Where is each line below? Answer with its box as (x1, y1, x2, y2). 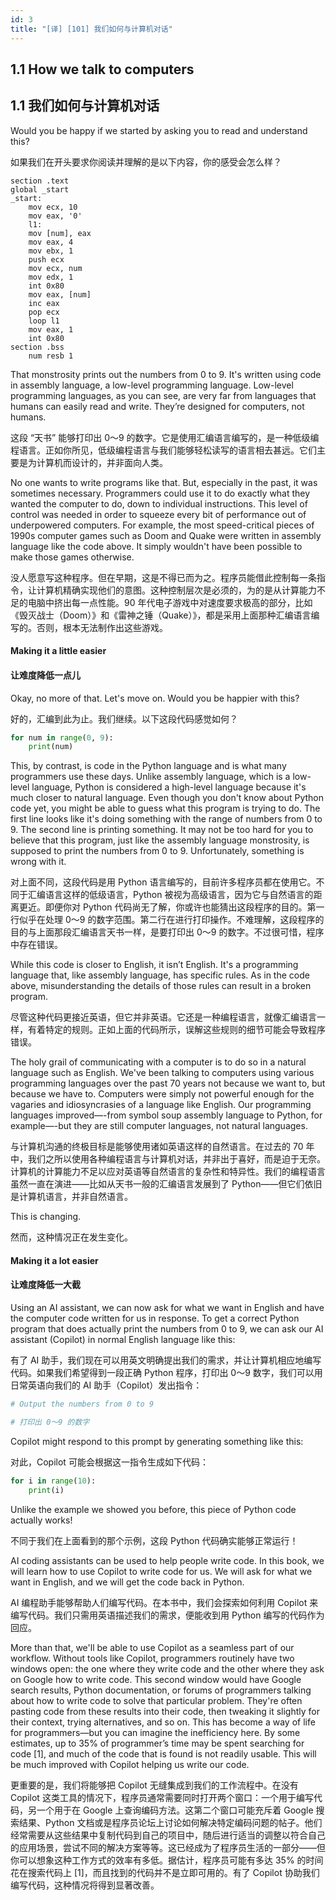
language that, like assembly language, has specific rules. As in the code (10, 969, 310, 981)
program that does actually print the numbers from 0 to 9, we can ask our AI (10, 1323, 324, 1335)
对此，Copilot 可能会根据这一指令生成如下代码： (10, 1456, 209, 1468)
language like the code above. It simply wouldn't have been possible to (10, 540, 303, 552)
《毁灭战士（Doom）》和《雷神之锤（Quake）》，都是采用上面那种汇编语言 (10, 609, 312, 621)
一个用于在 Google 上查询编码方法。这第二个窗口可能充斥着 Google (36, 1804, 314, 1816)
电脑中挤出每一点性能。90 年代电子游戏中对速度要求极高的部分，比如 (27, 596, 313, 608)
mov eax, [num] (28, 289, 92, 300)
